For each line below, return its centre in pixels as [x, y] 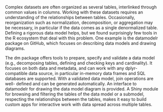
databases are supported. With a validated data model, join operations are [79, 78]
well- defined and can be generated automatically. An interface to [71, 84]
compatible [16, 73]
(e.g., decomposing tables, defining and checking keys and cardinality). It [79, 63]
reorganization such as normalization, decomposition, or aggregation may [79, 22]
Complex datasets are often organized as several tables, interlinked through [81, 7]
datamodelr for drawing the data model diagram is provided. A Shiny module [82, 89]
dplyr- [131, 68]
